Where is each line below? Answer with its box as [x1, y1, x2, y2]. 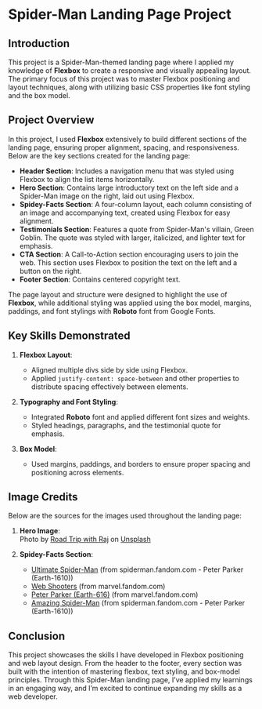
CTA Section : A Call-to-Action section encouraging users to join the [19, 249, 239, 259]
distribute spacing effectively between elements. [31, 382, 189, 391]
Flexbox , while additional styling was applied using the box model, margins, [8, 298, 252, 307]
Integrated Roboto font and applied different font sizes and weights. [31, 412, 250, 421]
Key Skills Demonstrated [8, 329, 131, 343]
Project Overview [8, 114, 95, 127]
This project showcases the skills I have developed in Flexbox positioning [8, 650, 244, 660]
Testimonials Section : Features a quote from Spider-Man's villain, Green [19, 224, 254, 234]
